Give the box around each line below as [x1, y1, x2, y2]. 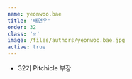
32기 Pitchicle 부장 [17, 64, 72, 72]
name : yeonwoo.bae [7, 10, 62, 18]
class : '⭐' [7, 30, 40, 38]
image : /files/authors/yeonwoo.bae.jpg [7, 37, 126, 44]
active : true [7, 43, 46, 51]
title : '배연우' [7, 17, 51, 24]
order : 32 [7, 23, 37, 31]
